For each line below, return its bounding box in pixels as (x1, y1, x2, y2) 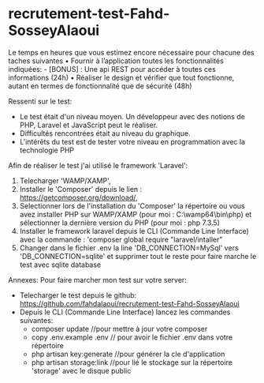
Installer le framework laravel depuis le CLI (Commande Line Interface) (19, 226, 250, 235)
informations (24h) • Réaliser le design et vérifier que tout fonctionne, (8, 73, 235, 82)
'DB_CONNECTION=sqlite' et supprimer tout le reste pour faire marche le (19, 251, 257, 261)
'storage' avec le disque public (31, 366, 132, 375)
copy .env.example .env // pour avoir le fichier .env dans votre (31, 332, 233, 342)
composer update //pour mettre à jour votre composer (31, 324, 208, 333)
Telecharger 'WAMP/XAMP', (19, 175, 111, 186)
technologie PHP (19, 145, 75, 155)
